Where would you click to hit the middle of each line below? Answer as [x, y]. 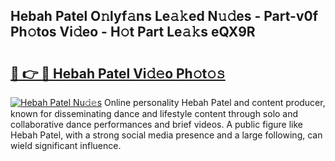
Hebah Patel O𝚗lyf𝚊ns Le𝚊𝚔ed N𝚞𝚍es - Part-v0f [164, 16]
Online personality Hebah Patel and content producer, [214, 102]
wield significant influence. [66, 145]
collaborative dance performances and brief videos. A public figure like [157, 124]
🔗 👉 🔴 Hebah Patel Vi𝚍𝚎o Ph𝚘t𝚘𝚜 [118, 73]
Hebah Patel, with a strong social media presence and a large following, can [166, 135]
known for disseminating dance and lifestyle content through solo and [154, 113]
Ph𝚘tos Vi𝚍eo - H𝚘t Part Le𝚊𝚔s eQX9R [133, 32]
